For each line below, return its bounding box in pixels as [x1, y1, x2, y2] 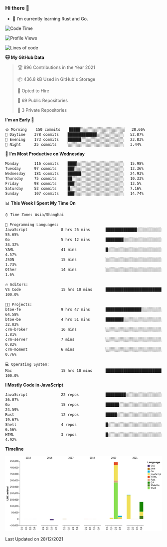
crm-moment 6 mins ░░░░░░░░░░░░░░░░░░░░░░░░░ [5, 347, 162, 352]
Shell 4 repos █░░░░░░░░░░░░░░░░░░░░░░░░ [5, 422, 162, 427]
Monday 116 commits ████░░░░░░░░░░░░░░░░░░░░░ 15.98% [5, 161, 144, 166]
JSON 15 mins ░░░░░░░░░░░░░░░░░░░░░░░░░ [5, 257, 162, 263]
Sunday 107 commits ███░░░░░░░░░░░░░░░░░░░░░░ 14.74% [5, 191, 144, 196]
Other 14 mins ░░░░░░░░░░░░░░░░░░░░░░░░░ [5, 267, 162, 273]
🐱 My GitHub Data [5, 54, 45, 60]
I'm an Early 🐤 [5, 117, 34, 123]
